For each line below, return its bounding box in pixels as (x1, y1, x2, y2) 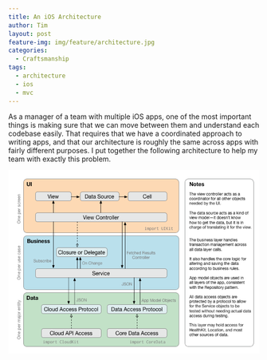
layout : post (8, 30, 52, 38)
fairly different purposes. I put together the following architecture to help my (8, 145, 258, 155)
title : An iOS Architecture (8, 13, 102, 21)
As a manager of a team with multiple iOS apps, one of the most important (8, 112, 252, 121)
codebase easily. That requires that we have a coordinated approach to (8, 129, 242, 138)
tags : (8, 64, 26, 72)
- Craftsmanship (15, 55, 69, 63)
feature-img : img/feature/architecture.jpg (8, 38, 155, 46)
